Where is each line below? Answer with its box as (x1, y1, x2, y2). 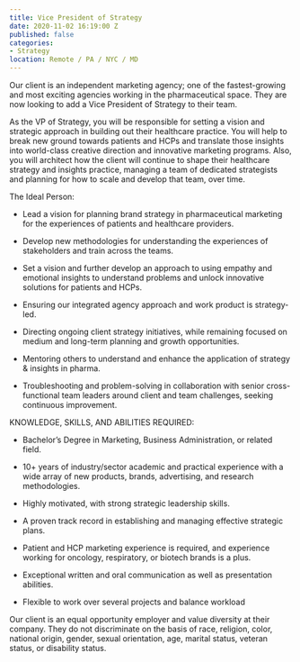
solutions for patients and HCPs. (22, 282, 142, 293)
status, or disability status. (9, 643, 107, 653)
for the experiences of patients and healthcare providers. (22, 218, 234, 229)
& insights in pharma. (22, 363, 101, 374)
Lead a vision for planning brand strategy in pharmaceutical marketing (22, 209, 283, 219)
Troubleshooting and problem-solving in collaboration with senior (22, 380, 265, 391)
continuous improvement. (22, 400, 118, 410)
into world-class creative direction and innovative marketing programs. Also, (9, 145, 292, 156)
